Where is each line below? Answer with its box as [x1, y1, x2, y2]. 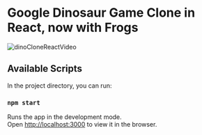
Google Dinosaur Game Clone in [7, 5, 196, 21]
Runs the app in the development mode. [7, 113, 122, 121]
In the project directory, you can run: [7, 81, 112, 90]
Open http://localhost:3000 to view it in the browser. [7, 120, 157, 129]
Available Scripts [7, 63, 82, 74]
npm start [7, 99, 40, 106]
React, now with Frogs [7, 19, 139, 35]
